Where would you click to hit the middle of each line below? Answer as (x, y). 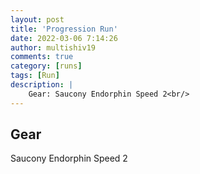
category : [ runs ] (46, 66)
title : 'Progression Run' (64, 29)
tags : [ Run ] (35, 76)
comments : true (42, 57)
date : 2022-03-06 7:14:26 (64, 38)
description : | (42, 85)
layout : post (37, 19)
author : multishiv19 (53, 47)
